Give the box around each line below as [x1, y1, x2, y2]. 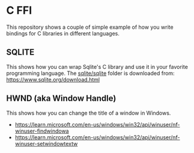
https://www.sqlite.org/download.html [6, 76, 100, 83]
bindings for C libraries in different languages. [6, 29, 120, 37]
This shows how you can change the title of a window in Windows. [6, 109, 171, 116]
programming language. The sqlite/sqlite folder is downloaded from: [6, 70, 175, 77]
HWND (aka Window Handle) [6, 94, 117, 104]
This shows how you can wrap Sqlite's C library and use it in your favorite [6, 63, 188, 70]
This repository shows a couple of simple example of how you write [6, 23, 174, 31]
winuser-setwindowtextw [14, 140, 78, 147]
